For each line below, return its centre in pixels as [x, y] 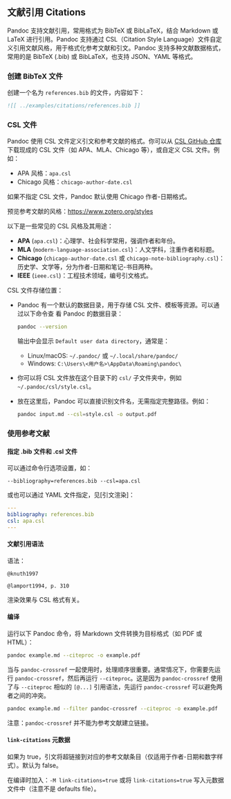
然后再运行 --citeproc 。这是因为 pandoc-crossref [138, 678]
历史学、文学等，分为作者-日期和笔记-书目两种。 [87, 267]
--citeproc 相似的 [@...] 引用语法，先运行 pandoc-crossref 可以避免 [118, 687]
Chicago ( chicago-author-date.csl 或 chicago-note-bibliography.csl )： [121, 258]
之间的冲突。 [31, 695]
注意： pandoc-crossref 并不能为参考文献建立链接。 [80, 723]
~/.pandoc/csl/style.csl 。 [56, 386]
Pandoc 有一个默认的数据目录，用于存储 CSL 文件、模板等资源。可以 [115, 305]
